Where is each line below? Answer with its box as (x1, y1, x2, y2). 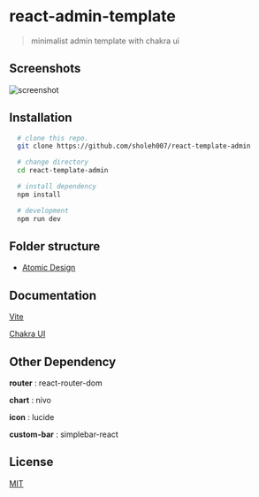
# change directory (17, 157, 89, 167)
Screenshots (9, 61, 81, 76)
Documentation (9, 287, 97, 302)
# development (17, 206, 69, 215)
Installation (9, 111, 72, 126)
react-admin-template (9, 6, 177, 27)
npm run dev (17, 214, 62, 223)
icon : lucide (9, 412, 55, 422)
